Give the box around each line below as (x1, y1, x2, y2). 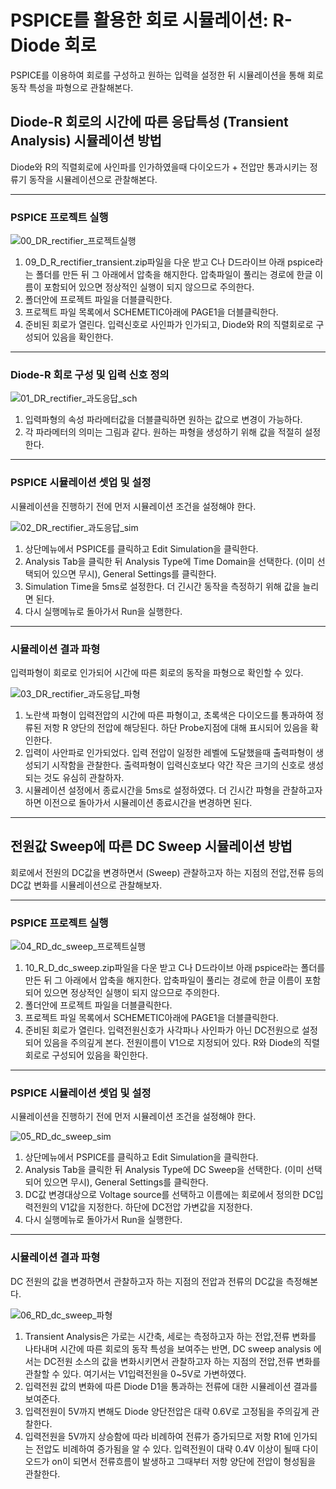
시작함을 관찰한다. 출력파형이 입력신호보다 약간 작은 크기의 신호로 (51, 759, 306, 771)
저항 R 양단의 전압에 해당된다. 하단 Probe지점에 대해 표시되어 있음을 (43, 721, 308, 733)
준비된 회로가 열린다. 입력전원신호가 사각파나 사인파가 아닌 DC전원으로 (24, 1024, 300, 1036)
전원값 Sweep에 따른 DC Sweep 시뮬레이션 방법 (10, 838, 293, 855)
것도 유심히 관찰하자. (43, 771, 125, 783)
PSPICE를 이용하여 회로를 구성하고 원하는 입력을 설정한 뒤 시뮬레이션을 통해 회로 (10, 69, 324, 81)
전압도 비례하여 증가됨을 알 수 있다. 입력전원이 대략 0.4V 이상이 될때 (35, 1442, 300, 1455)
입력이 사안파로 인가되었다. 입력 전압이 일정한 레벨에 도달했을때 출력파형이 (24, 746, 314, 758)
